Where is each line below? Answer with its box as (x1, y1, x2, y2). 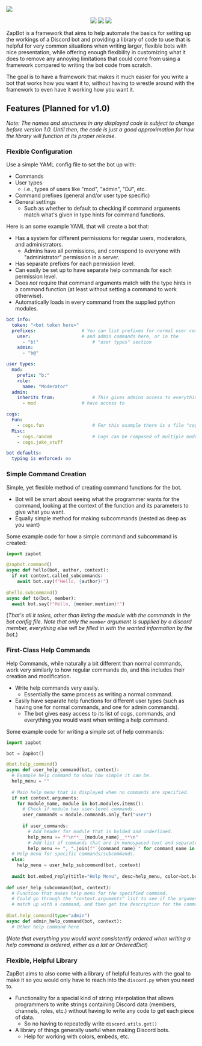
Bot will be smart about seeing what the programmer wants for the (14, 495, 180, 503)
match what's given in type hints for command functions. (23, 211, 165, 218)
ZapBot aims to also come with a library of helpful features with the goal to (6, 970, 191, 977)
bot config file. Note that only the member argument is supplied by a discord (6, 618, 192, 625)
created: (6, 539, 27, 546)
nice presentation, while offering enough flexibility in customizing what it (6, 49, 186, 55)
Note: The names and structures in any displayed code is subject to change (6, 119, 195, 127)
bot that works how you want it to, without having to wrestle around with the (6, 80, 195, 87)
